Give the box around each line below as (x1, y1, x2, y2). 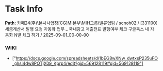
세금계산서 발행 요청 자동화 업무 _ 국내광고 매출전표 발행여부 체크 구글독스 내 (5, 26, 149, 32)
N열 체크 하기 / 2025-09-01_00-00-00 (14, 32, 89, 38)
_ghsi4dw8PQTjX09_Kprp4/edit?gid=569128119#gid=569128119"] (12, 60, 144, 66)
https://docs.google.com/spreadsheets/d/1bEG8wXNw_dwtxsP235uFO (16, 56, 158, 61)
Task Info (5, 3, 43, 14)
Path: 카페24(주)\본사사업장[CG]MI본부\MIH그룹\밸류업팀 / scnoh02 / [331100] (5, 20, 158, 26)
